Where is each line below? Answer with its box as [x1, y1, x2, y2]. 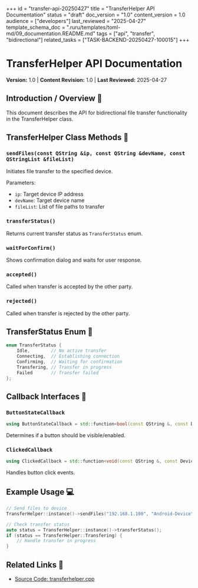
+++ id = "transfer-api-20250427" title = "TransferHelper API [6, 5, 155, 12]
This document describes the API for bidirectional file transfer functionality [6, 109, 187, 116]
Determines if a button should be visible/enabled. [6, 432, 126, 439]
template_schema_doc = [6, 24, 66, 31]
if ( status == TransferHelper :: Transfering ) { [6, 533, 123, 539]
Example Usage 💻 [6, 487, 75, 497]
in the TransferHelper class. [6, 115, 74, 123]
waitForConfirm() [6, 245, 56, 251]
